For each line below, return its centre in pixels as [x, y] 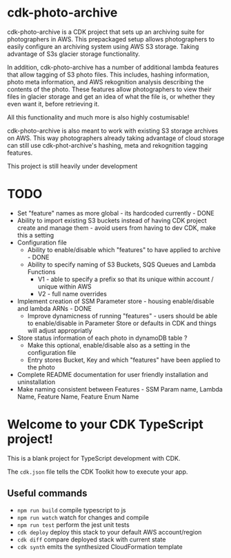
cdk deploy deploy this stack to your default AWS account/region [109, 532]
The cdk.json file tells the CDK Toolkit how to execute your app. [98, 472]
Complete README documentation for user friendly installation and [112, 374]
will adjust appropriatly [60, 330]
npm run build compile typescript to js [71, 510]
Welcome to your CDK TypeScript [105, 424]
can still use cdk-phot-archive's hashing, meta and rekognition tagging [108, 145]
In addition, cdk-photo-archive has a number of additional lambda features [113, 67]
